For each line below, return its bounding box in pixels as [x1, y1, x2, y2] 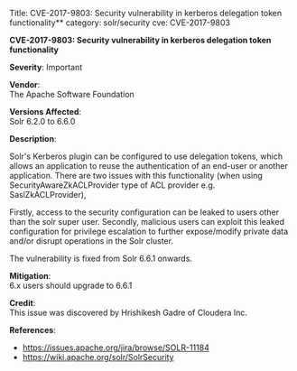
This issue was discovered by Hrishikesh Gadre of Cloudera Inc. [9, 307, 248, 318]
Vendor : [9, 79, 41, 89]
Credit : [9, 298, 36, 308]
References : [9, 325, 56, 335]
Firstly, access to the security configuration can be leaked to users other [9, 207, 280, 218]
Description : [9, 134, 57, 144]
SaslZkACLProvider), [9, 190, 87, 199]
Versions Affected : [9, 107, 82, 116]
